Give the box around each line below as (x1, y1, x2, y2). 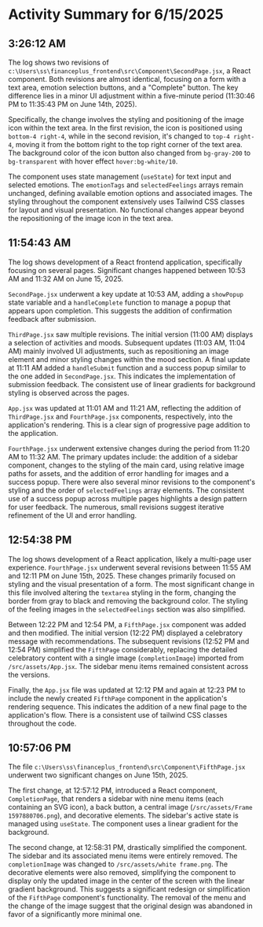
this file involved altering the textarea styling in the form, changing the (8, 588, 237, 597)
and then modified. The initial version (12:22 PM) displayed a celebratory (8, 628, 243, 637)
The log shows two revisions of (8, 57, 110, 67)
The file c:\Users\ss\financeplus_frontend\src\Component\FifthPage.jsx (8, 762, 246, 772)
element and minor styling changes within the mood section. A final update (8, 354, 250, 364)
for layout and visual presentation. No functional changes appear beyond (8, 205, 245, 214)
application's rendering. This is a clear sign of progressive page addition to (8, 419, 250, 430)
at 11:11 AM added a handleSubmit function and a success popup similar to (8, 363, 247, 372)
